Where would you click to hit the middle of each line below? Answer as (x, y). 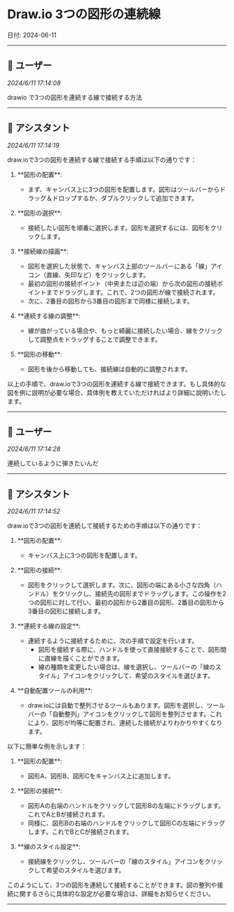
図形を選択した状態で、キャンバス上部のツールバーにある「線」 (119, 266)
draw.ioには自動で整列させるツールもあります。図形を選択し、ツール (126, 705)
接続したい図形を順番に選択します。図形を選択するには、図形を (119, 227)
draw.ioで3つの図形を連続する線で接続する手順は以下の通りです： (102, 159)
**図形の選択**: (40, 213)
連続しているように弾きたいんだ (53, 463)
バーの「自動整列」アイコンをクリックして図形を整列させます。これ (125, 714)
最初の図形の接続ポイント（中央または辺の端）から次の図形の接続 (122, 283)
